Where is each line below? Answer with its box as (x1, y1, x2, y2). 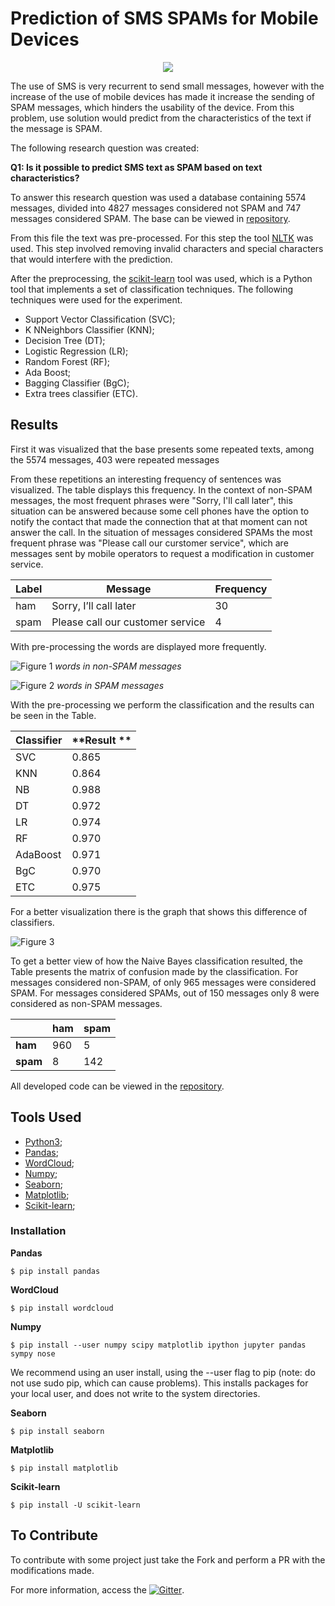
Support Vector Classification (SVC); (24, 313, 176, 325)
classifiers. (10, 916, 55, 928)
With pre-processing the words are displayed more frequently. (10, 640, 267, 652)
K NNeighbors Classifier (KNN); (24, 323, 155, 336)
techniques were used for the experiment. (10, 293, 183, 306)
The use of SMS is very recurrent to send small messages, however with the (10, 80, 325, 92)
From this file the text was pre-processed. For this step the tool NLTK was (10, 232, 314, 244)
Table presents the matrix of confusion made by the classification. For (10, 965, 299, 977)
